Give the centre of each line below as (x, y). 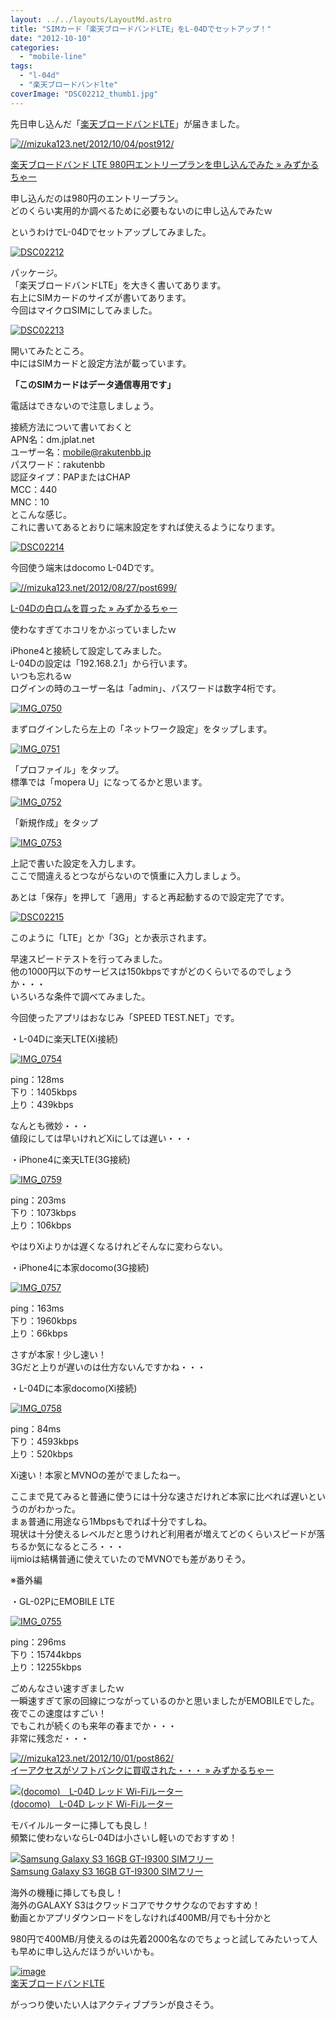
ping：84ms (36, 1428)
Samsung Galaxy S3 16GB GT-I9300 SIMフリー (107, 1871)
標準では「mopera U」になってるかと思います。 (109, 782)
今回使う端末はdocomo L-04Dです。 (85, 567)
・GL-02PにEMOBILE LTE (62, 1601)
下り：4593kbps (44, 1441)
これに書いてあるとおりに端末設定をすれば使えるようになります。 (145, 527)
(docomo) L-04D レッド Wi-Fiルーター (92, 1803)
